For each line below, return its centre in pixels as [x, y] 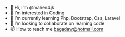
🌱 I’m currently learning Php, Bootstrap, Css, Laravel [65, 18]
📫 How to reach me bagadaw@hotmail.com [57, 29]
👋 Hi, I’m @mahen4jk [32, 8]
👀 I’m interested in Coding [37, 13]
